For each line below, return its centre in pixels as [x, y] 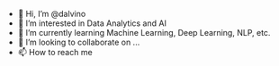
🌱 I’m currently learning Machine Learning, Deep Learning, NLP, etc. [144, 33]
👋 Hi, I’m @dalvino [52, 14]
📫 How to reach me [55, 52]
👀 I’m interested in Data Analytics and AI [92, 23]
